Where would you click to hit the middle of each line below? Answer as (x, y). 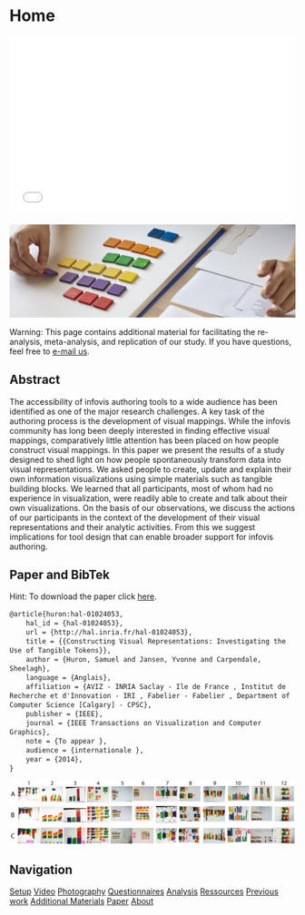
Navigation (41, 869)
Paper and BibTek (60, 575)
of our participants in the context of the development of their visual (135, 517)
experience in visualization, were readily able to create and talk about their (148, 498)
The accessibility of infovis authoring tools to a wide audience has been (143, 401)
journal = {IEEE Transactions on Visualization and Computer (143, 723)
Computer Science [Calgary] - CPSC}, (81, 705)
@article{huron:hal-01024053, (67, 615)
